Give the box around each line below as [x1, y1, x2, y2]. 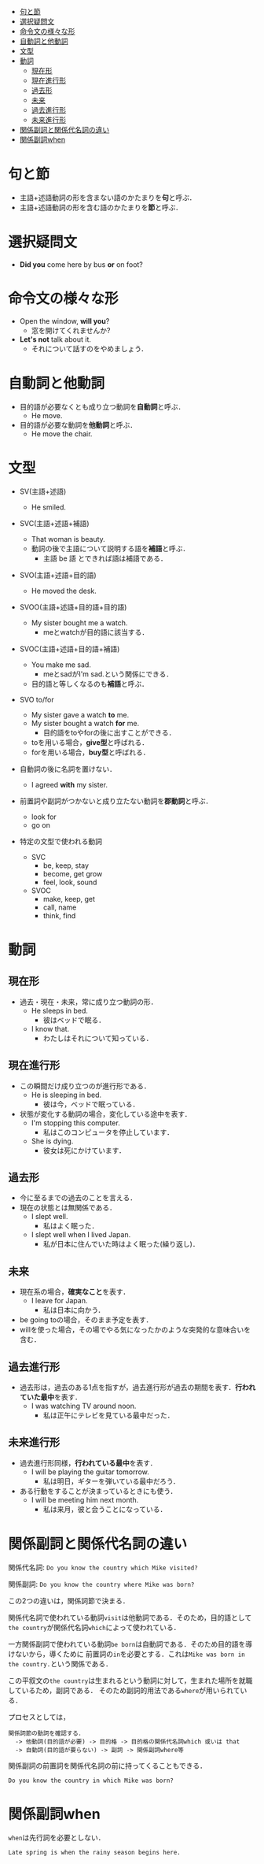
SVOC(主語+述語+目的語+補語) [19, 644, 120, 654]
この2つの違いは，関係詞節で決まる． [8, 1595, 130, 1605]
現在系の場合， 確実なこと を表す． [19, 1287, 130, 1297]
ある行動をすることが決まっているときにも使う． [19, 1486, 178, 1495]
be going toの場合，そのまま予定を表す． [19, 1315, 153, 1325]
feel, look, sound [42, 877, 97, 887]
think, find [42, 910, 76, 920]
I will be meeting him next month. [31, 1495, 139, 1504]
